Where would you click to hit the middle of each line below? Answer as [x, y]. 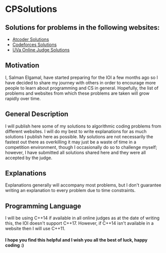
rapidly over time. [23, 98]
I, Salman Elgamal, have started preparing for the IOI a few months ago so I [82, 77]
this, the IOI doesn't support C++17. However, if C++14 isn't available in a [79, 223]
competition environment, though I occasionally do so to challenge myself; [81, 147]
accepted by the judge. [29, 158]
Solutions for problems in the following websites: [83, 28]
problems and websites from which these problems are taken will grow [77, 93]
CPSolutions [31, 9]
